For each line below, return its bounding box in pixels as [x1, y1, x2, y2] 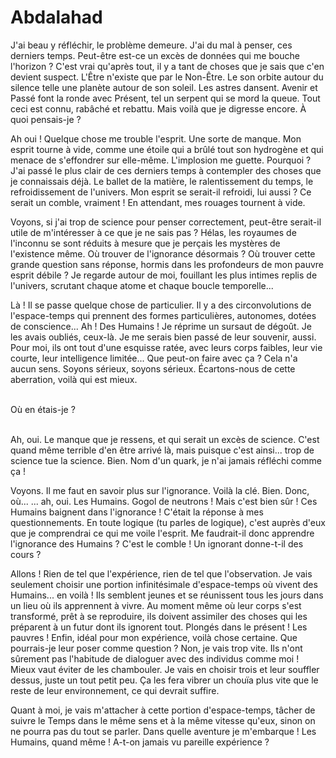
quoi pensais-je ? [10, 113, 82, 125]
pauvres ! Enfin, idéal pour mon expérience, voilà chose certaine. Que [10, 631, 298, 643]
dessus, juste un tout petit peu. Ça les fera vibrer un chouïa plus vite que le [10, 674, 319, 686]
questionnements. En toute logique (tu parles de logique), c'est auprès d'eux [10, 516, 326, 528]
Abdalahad [10, 6, 103, 29]
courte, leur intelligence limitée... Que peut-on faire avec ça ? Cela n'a [10, 352, 298, 364]
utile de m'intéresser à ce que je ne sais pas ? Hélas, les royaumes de [10, 226, 297, 238]
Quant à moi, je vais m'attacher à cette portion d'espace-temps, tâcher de [10, 704, 316, 716]
